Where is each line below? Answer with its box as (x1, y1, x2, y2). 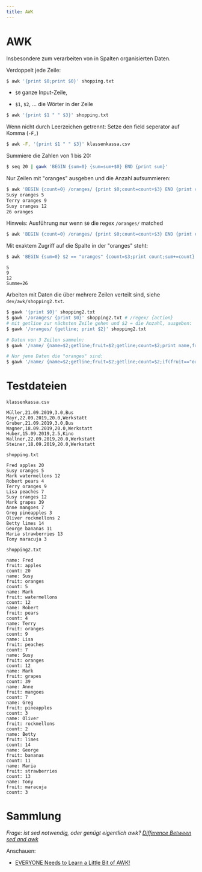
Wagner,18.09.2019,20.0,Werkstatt (6, 425, 93, 431)
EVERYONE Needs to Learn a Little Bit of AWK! (14, 859, 130, 867)
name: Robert (6, 605, 39, 611)
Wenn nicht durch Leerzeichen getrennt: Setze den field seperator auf (6, 123, 180, 130)
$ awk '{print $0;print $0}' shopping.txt (6, 78, 114, 84)
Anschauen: (6, 847, 36, 855)
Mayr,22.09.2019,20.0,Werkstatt (6, 415, 87, 421)
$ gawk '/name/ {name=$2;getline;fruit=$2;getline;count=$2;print (6, 342, 176, 348)
